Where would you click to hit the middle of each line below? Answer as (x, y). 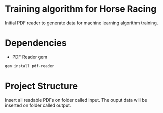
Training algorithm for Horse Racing (81, 9)
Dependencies (36, 43)
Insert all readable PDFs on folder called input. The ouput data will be (76, 100)
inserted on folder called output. (38, 105)
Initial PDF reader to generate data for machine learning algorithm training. (82, 23)
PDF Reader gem (30, 57)
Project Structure (42, 86)
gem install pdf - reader (30, 66)
